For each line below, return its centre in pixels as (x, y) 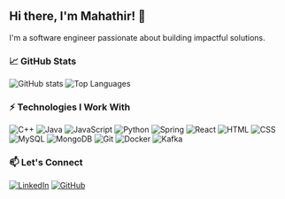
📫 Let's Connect (46, 163)
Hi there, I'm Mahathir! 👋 (77, 16)
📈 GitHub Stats (43, 61)
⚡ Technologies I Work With (70, 107)
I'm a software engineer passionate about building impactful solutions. (137, 37)
